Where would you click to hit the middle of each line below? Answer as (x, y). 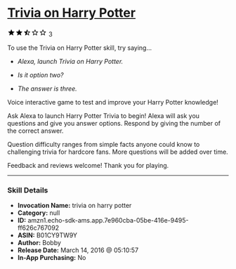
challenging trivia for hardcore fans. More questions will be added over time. (118, 152)
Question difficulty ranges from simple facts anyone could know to (104, 144)
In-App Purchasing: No (52, 258)
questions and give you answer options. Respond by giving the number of (114, 123)
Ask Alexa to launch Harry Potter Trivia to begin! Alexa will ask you (104, 116)
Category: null (39, 213)
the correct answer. (35, 131)
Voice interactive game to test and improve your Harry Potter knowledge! (113, 102)
